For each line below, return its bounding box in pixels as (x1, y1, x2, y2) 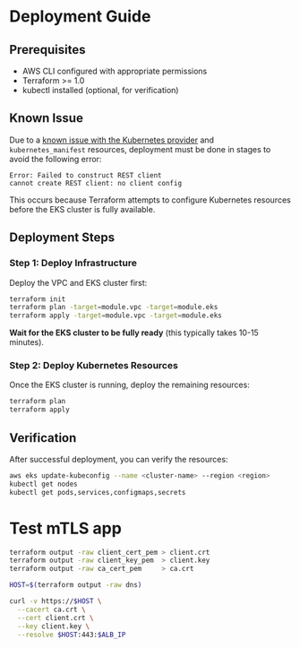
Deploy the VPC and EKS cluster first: (9, 277, 148, 288)
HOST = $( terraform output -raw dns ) (9, 581, 142, 590)
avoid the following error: (9, 153, 102, 164)
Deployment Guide (9, 6, 151, 27)
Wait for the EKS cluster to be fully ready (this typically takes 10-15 (9, 327, 260, 338)
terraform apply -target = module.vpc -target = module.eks (9, 311, 222, 320)
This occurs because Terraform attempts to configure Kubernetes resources (9, 194, 291, 205)
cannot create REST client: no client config (9, 178, 182, 187)
